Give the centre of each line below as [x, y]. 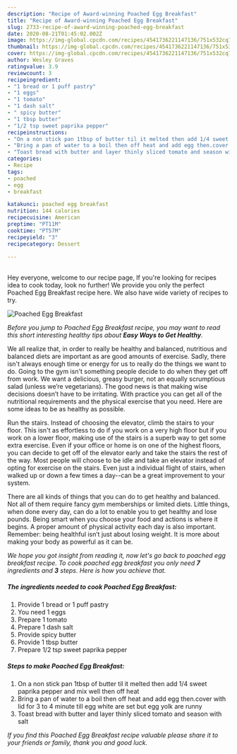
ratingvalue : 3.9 [33, 67]
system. [19, 483]
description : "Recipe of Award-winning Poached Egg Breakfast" [102, 14]
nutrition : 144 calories [44, 211]
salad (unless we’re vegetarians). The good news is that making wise [108, 387]
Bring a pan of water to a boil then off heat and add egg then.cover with [122, 699]
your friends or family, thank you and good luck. [78, 743]
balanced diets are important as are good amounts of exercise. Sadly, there [117, 356]
